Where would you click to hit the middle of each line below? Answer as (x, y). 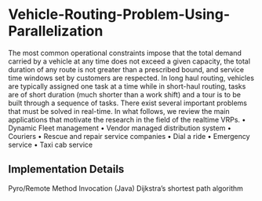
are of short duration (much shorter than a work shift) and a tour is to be (125, 94)
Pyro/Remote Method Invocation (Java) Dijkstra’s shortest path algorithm (126, 188)
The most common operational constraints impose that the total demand (125, 53)
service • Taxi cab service (51, 144)
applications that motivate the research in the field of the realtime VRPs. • (127, 119)
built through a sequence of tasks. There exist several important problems (128, 103)
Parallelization (56, 31)
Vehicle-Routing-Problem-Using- (119, 15)
